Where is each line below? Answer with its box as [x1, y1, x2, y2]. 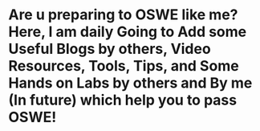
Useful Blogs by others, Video [8, 40, 211, 58]
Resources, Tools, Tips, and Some [8, 57, 239, 76]
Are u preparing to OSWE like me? [8, 6, 238, 24]
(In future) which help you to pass [8, 91, 238, 109]
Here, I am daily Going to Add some [8, 23, 247, 41]
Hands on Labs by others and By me [8, 74, 253, 92]
